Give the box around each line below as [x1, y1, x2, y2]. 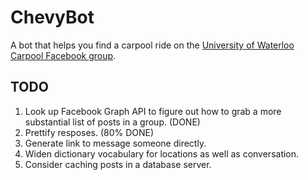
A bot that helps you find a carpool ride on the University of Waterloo [10, 39, 295, 51]
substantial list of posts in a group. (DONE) [24, 116, 201, 128]
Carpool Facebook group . [10, 49, 117, 61]
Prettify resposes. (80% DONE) [24, 126, 155, 138]
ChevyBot [10, 6, 95, 29]
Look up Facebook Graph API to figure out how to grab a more [24, 105, 282, 117]
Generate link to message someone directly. [24, 137, 207, 149]
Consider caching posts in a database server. [24, 158, 212, 170]
